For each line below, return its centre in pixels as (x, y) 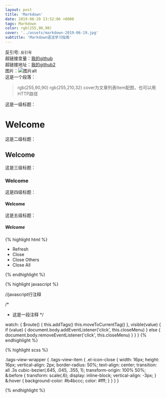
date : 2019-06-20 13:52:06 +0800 (40, 19)
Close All (21, 265)
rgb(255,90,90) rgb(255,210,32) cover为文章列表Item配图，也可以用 (86, 87)
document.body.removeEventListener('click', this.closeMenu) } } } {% (76, 335)
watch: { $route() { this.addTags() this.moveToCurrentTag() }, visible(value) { (83, 325)
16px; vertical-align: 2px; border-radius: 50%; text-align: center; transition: (81, 365)
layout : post (19, 10)
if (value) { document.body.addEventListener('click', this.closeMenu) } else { (83, 330)
